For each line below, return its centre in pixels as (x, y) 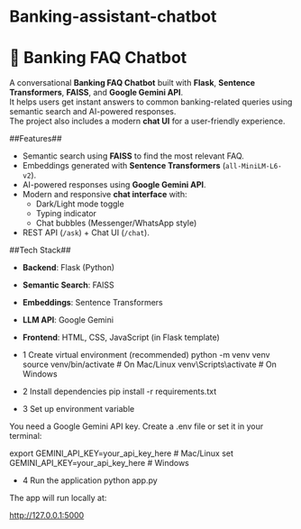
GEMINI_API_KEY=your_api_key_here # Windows (99, 463)
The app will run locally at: (58, 498)
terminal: (26, 436)
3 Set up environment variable (78, 409)
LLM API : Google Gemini (68, 320)
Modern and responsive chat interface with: (105, 195)
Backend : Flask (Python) (68, 268)
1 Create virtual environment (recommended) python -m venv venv (146, 355)
